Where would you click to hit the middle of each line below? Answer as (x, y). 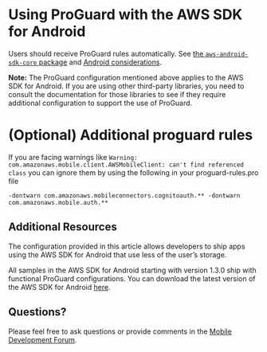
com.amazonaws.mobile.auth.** (59, 202)
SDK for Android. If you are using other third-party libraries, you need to (126, 86)
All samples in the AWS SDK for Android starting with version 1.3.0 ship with (132, 270)
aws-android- (227, 54)
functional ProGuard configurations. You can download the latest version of (132, 278)
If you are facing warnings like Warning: (73, 157)
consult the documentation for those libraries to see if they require (117, 94)
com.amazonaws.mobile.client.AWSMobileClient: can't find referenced (126, 165)
